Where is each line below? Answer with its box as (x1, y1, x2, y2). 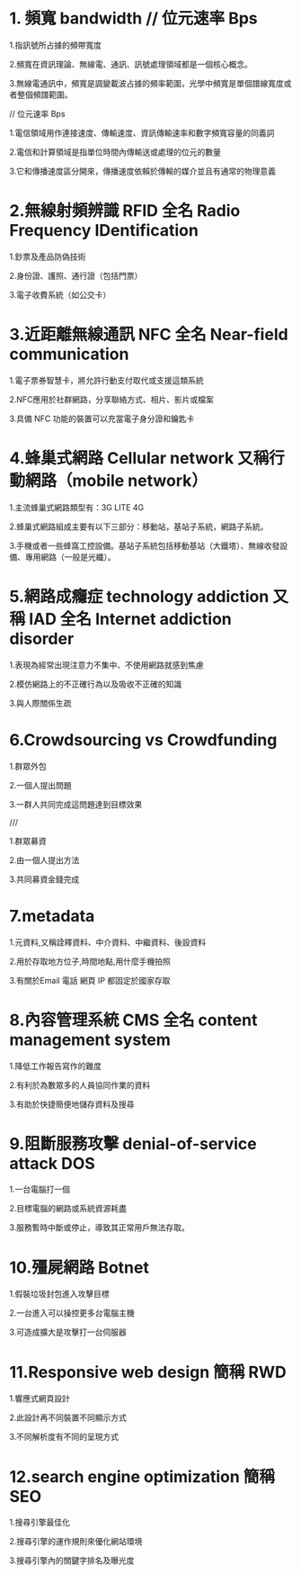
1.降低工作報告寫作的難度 (9, 1060, 102, 1071)
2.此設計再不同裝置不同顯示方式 (9, 1412, 128, 1423)
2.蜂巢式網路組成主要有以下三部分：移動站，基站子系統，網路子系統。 (9, 521, 269, 532)
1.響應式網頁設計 (9, 1393, 70, 1404)
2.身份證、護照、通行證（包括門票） (9, 270, 143, 281)
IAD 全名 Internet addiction (28, 608, 232, 629)
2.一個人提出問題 (9, 779, 72, 790)
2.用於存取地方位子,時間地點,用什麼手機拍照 (9, 956, 171, 967)
